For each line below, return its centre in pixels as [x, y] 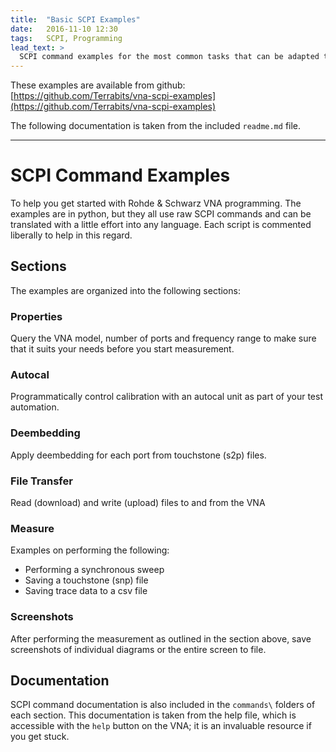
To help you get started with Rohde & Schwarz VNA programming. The [156, 203]
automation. [35, 407]
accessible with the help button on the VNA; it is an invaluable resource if [161, 726]
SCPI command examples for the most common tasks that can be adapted [169, 57]
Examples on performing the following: [90, 550]
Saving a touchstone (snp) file [86, 580]
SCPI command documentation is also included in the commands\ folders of [163, 705]
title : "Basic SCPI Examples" [75, 19]
